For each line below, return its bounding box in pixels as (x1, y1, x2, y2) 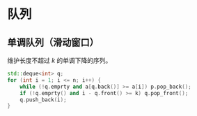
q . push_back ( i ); (19, 96, 68, 103)
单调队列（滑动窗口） (7, 36, 99, 48)
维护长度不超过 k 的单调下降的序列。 (7, 57, 112, 64)
